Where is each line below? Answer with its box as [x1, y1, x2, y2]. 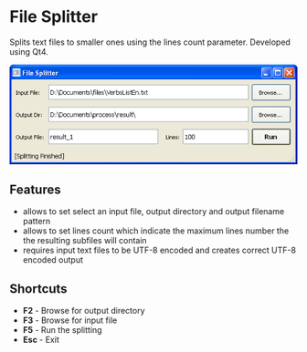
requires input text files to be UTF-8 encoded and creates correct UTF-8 [22, 244, 297, 256]
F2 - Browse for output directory [22, 305, 145, 316]
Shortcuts [9, 281, 68, 296]
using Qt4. [9, 46, 48, 57]
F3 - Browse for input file [22, 315, 118, 326]
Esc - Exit [22, 335, 59, 346]
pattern [22, 216, 51, 227]
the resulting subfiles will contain [22, 235, 148, 246]
